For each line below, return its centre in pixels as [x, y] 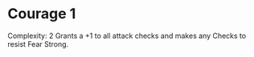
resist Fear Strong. [38, 44]
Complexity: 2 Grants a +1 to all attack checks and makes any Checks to [127, 36]
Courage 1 [42, 14]
